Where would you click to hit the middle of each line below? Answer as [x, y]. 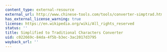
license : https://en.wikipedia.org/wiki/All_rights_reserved [70, 24]
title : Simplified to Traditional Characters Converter [64, 33]
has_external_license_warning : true [43, 19]
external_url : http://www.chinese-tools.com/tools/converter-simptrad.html [85, 14]
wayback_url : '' [22, 42]
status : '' [16, 28]
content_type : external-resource [40, 10]
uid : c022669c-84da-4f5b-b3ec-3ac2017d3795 [51, 38]
